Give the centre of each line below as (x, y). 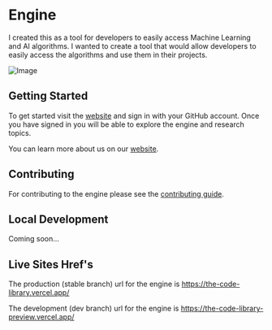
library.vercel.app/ (39, 293)
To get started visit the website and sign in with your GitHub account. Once (134, 115)
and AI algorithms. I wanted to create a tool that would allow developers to (133, 46)
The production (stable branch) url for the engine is (94, 284)
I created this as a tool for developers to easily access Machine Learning (130, 37)
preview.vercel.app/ (41, 317)
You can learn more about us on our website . (84, 149)
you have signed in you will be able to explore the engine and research (127, 124)
